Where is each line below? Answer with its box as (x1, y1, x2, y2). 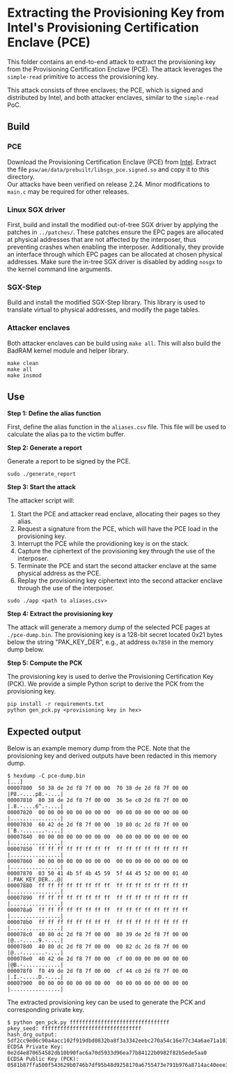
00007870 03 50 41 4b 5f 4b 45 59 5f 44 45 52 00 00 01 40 (7, 870, 189, 877)
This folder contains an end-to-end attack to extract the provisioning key (7, 57, 216, 66)
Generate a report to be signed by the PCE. (7, 457, 131, 466)
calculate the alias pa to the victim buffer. (7, 430, 125, 438)
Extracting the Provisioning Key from (7, 5, 225, 21)
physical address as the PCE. (17, 569, 102, 578)
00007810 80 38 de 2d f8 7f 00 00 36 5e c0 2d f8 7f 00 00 (7, 797, 189, 804)
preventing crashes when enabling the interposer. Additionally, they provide (7, 243, 224, 251)
